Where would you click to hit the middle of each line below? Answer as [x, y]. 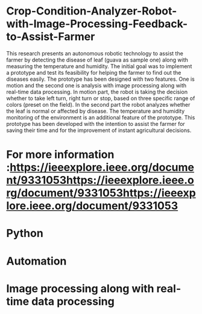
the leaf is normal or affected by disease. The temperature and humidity [96, 111]
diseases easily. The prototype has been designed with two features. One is [100, 79]
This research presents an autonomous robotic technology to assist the [95, 53]
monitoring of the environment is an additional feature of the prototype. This [101, 117]
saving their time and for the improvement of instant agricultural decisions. [99, 130]
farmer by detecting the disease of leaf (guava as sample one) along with [97, 60]
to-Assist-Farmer [51, 37]
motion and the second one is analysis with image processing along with [96, 85]
